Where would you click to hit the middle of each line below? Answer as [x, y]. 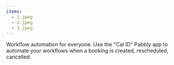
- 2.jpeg [22, 22]
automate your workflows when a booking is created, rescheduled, [87, 51]
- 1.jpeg [22, 17]
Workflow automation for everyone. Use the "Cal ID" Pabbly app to [87, 45]
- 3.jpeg [22, 28]
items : [14, 11]
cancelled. [19, 57]
